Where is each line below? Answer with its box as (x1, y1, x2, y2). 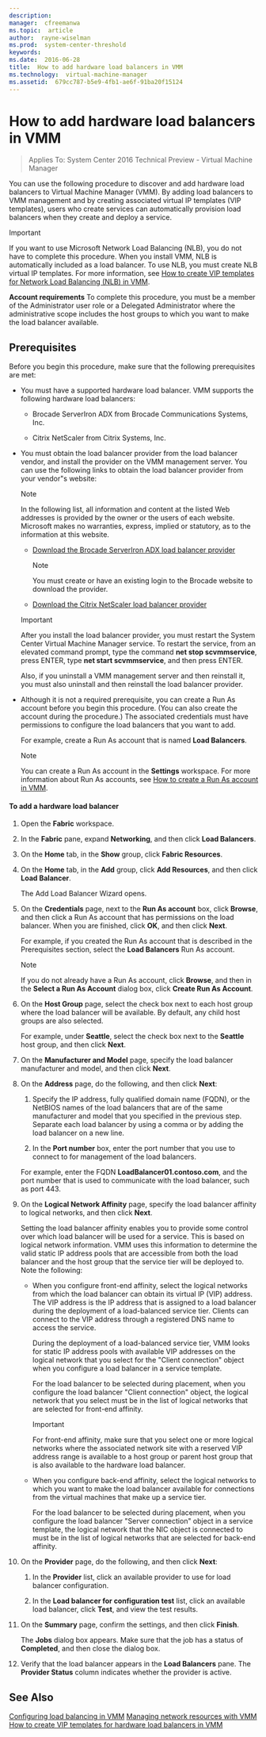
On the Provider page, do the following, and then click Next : (20, 1557, 218, 1566)
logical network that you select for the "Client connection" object (32, 1355, 245, 1365)
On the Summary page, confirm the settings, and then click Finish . (20, 1620, 240, 1630)
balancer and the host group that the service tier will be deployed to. (20, 1257, 245, 1267)
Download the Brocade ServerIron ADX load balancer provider (32, 545, 236, 555)
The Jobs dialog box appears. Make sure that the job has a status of (20, 1635, 244, 1645)
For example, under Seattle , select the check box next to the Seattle (20, 1032, 245, 1041)
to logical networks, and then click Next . (20, 1208, 153, 1217)
